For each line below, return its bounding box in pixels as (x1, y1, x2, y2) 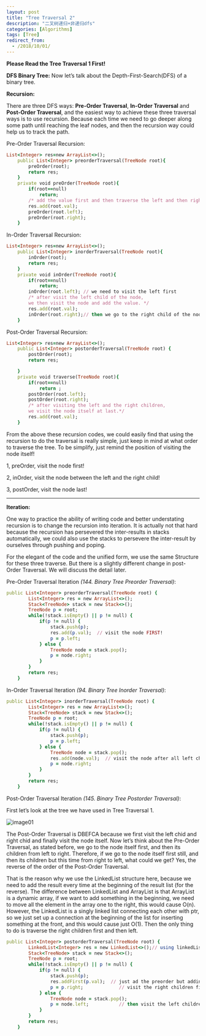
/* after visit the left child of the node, (28, 295, 144, 301)
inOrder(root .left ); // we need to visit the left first (28, 289, 177, 295)
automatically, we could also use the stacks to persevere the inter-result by (6, 534, 196, 542)
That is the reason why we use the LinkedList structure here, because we (6, 874, 191, 882)
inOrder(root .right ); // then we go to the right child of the (28, 311, 191, 317)
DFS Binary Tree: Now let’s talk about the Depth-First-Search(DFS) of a (6, 72, 187, 79)
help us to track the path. (6, 128, 70, 135)
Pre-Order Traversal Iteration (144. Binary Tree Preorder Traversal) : (6, 578, 177, 585)
